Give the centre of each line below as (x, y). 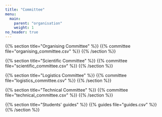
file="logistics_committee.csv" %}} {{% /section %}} (58, 80)
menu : (11, 14)
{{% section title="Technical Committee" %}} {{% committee (67, 90)
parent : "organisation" (38, 23)
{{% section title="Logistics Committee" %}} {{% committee (66, 75)
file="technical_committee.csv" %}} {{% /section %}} (59, 95)
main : (15, 19)
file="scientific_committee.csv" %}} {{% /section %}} (59, 66)
